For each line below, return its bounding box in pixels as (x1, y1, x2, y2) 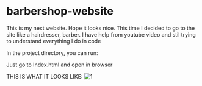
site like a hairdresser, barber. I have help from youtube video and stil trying (6, 30, 197, 38)
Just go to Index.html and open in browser (6, 61, 113, 68)
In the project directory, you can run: (6, 49, 98, 56)
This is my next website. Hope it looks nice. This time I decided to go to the (6, 24, 195, 32)
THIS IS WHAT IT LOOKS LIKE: (6, 73, 83, 80)
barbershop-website (6, 4, 114, 18)
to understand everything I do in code (6, 37, 101, 45)
